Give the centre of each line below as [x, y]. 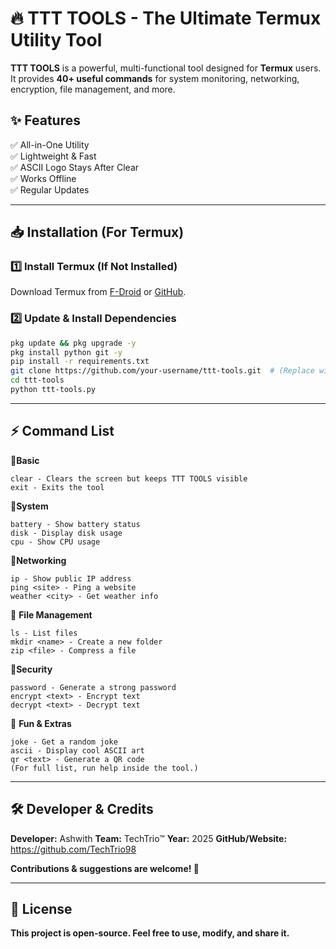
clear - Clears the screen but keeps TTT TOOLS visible [129, 478]
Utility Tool [56, 40]
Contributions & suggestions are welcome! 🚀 [105, 868]
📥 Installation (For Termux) [97, 232]
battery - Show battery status [75, 524]
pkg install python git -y [66, 352]
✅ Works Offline [43, 178]
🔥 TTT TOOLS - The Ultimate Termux [166, 18]
